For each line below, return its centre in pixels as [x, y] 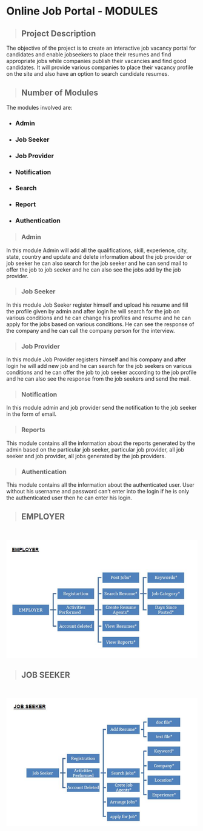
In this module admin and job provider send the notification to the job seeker [101, 408]
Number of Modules [60, 93]
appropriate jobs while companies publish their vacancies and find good [96, 61]
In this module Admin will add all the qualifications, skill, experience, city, [97, 250]
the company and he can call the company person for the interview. [91, 330]
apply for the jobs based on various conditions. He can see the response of [100, 324]
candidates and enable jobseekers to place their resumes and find [89, 55]
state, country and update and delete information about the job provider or [99, 256]
